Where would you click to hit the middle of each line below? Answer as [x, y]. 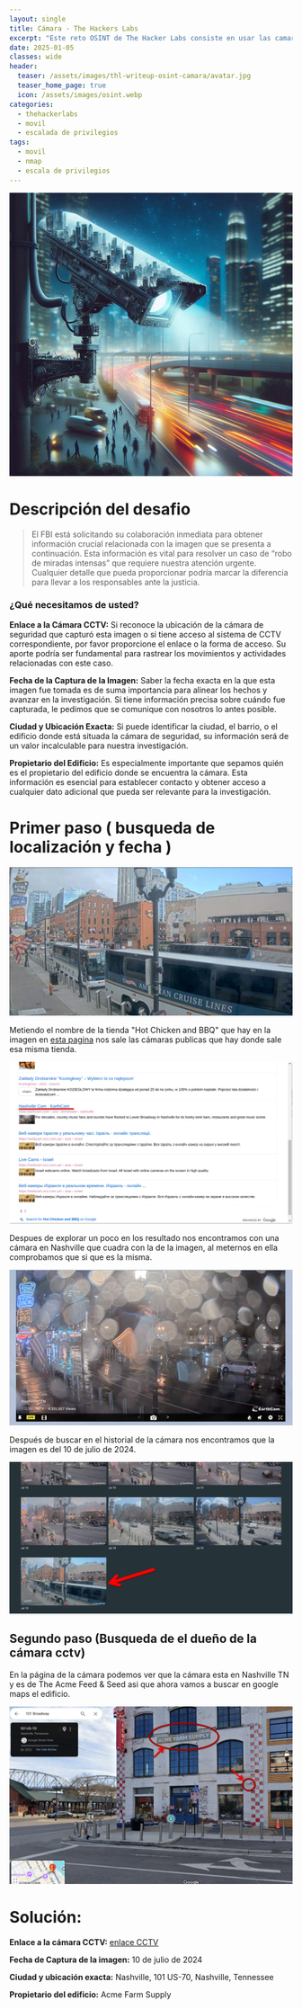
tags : [19, 143]
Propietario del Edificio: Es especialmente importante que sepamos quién [147, 763]
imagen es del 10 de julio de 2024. [73, 1449]
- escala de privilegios [64, 171]
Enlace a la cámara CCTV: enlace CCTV [84, 1942]
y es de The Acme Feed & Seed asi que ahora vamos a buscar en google [144, 1684]
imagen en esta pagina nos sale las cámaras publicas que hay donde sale [146, 1040]
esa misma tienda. [43, 1049]
